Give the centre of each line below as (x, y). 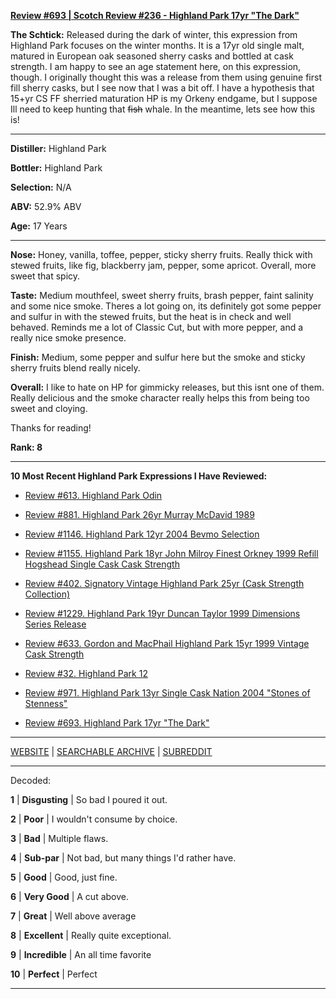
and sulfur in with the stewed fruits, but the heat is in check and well (151, 316)
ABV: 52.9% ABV (46, 206)
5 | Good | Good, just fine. (64, 877)
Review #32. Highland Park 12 (86, 673)
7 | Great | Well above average (73, 916)
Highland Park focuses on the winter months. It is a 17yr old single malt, (157, 45)
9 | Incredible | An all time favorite (81, 954)
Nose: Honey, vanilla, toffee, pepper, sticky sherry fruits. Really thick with (161, 254)
